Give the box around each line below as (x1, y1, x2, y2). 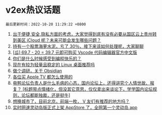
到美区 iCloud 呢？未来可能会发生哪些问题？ (12, 37, 101, 43)
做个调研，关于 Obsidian (12, 68, 62, 73)
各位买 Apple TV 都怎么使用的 (12, 74, 73, 80)
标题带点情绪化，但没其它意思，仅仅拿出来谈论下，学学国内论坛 (24, 86, 153, 92)
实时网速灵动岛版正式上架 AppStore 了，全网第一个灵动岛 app (12, 104, 138, 110)
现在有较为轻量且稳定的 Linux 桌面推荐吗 (12, 62, 95, 68)
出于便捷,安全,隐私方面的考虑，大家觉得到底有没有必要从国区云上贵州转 (12, 31, 157, 37)
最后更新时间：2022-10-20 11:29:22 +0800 (5, 22, 86, 27)
